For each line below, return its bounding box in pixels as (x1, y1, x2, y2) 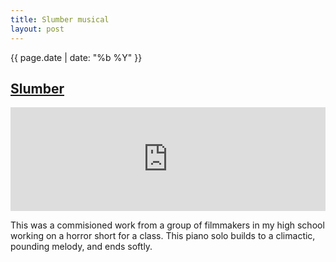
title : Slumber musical (10, 14, 110, 25)
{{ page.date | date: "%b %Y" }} (10, 51, 143, 63)
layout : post (10, 24, 65, 34)
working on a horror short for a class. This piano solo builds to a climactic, (10, 230, 316, 242)
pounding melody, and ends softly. (10, 241, 153, 253)
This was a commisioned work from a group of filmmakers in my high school (10, 219, 325, 231)
